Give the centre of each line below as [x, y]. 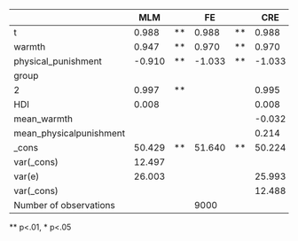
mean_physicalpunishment [70, 133]
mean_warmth [43, 119]
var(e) [27, 176]
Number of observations [64, 205]
